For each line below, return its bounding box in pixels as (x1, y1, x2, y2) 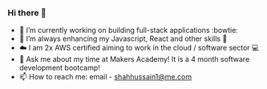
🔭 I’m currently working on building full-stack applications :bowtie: (18, 26, 238, 35)
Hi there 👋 (7, 7, 47, 18)
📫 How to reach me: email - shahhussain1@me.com (18, 72, 192, 82)
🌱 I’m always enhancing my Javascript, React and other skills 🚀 (18, 34, 228, 43)
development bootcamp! (18, 63, 101, 73)
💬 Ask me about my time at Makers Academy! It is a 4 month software (18, 55, 250, 64)
